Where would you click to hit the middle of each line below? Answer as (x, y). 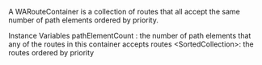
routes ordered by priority (51, 53)
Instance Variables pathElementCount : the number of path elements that (130, 36)
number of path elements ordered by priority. (84, 20)
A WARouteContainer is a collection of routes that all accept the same (124, 12)
